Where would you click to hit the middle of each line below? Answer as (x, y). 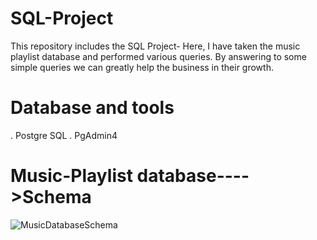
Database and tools (92, 108)
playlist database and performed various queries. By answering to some (158, 56)
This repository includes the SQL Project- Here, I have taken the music (155, 46)
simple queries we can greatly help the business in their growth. (142, 67)
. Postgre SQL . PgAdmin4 (64, 135)
